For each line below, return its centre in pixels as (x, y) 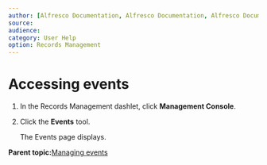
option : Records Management (55, 45)
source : (21, 23)
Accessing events (69, 84)
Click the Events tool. (55, 122)
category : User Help (43, 38)
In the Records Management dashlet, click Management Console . (128, 106)
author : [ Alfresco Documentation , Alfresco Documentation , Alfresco (124, 15)
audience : (25, 30)
